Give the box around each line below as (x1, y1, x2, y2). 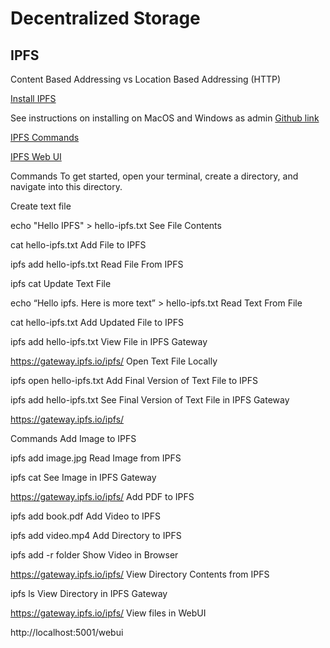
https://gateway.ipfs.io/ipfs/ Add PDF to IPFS (10, 491, 195, 502)
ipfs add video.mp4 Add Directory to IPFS (10, 530, 182, 541)
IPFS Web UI (10, 151, 62, 162)
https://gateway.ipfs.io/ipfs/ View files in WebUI (10, 607, 207, 619)
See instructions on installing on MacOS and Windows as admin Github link (10, 112, 320, 124)
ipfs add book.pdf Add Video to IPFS (10, 510, 162, 522)
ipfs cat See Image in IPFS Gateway (10, 472, 157, 483)
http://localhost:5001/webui (10, 627, 124, 638)
